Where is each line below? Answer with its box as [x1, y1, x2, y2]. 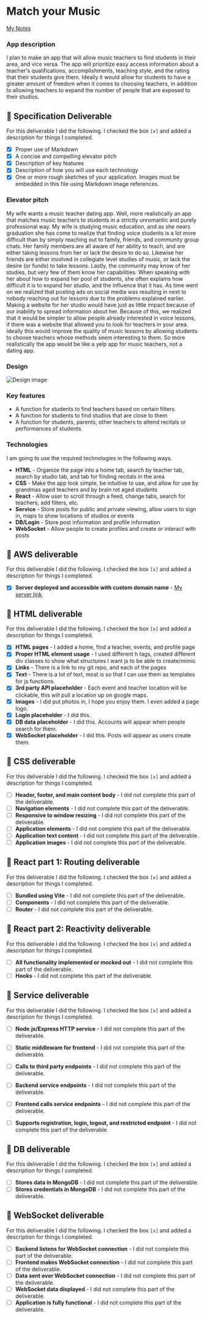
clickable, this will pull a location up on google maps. [15, 691, 149, 699]
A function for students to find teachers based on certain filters [15, 406, 175, 413]
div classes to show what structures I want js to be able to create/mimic [15, 657, 196, 665]
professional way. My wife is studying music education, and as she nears [6, 222, 191, 230]
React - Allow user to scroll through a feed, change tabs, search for [15, 492, 186, 500]
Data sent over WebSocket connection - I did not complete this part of [15, 1272, 196, 1279]
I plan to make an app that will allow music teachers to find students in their [6, 54, 196, 61]
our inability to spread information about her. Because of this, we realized [6, 307, 192, 315]
